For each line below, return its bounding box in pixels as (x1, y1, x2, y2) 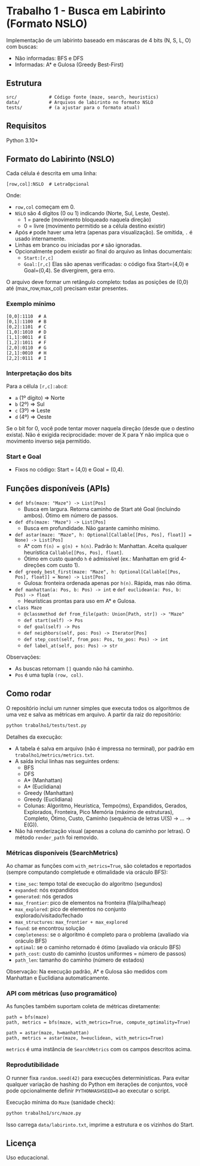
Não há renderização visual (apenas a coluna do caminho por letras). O (14, 827, 190, 834)
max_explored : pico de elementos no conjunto (14, 905, 127, 913)
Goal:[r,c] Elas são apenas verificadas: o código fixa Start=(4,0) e (23, 261, 189, 268)
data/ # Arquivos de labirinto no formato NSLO (6, 99, 153, 105)
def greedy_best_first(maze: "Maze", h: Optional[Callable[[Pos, (14, 569, 181, 575)
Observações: (6, 653, 41, 661)
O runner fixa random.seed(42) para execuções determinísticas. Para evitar (6, 1074, 190, 1081)
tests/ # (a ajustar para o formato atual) (6, 105, 140, 111)
